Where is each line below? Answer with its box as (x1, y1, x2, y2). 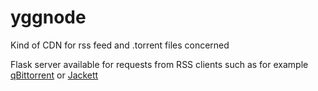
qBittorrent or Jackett (10, 69, 99, 81)
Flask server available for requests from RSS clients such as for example (10, 58, 309, 70)
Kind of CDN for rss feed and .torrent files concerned (10, 39, 230, 51)
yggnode (10, 6, 87, 29)
